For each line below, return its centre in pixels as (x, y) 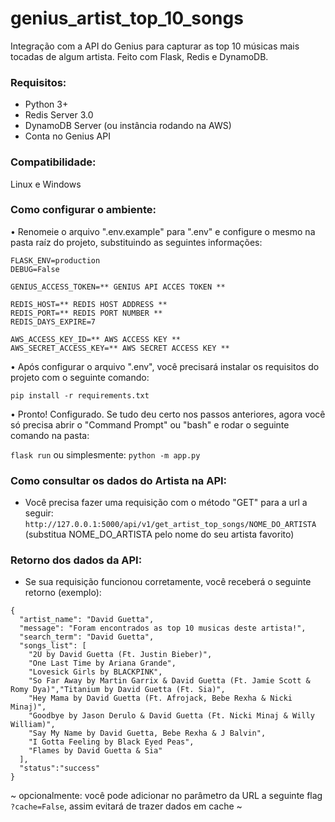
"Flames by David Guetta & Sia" (95, 751)
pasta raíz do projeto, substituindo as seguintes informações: (136, 242)
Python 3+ (46, 104)
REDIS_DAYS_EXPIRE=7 (53, 322)
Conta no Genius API (67, 136)
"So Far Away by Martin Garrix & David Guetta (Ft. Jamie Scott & (169, 681)
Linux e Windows (46, 184)
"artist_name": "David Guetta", (87, 620)
